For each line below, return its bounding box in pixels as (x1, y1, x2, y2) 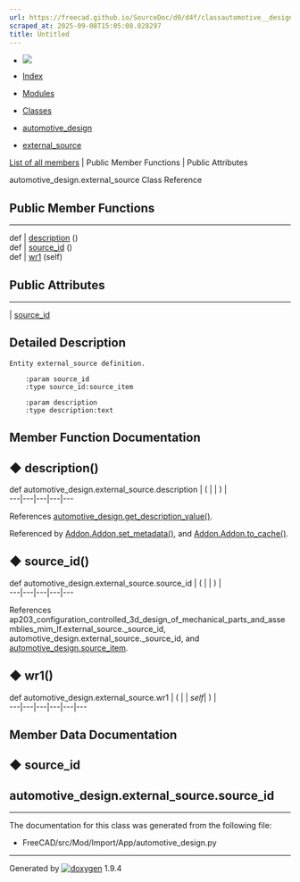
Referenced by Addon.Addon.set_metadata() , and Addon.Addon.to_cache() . (9, 528, 288, 539)
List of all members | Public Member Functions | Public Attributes (9, 157, 248, 168)
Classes (21, 105, 52, 116)
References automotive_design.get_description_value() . (9, 511, 212, 522)
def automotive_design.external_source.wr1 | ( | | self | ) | (9, 692, 217, 703)
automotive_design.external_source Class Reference (9, 175, 203, 186)
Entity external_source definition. (9, 359, 146, 368)
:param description (25, 398, 98, 407)
